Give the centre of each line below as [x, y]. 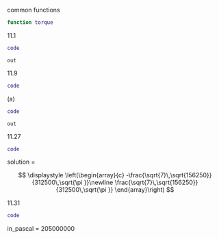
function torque [30, 23]
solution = [21, 162]
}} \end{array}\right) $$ [141, 190]
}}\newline [99, 183]
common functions [34, 10]
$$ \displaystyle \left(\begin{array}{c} [71, 175]
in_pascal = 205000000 [41, 229]
